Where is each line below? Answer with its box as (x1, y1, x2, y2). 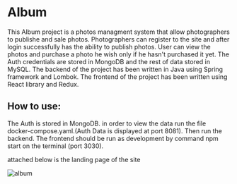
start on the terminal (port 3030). (7, 142, 104, 150)
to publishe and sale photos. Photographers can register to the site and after (7, 35, 230, 43)
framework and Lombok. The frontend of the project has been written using (7, 72, 228, 81)
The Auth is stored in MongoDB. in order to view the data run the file (7, 119, 207, 128)
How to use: (7, 100, 62, 113)
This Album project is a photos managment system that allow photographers (7, 27, 230, 36)
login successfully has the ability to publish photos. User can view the (7, 42, 211, 51)
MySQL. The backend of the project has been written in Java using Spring (7, 65, 224, 73)
